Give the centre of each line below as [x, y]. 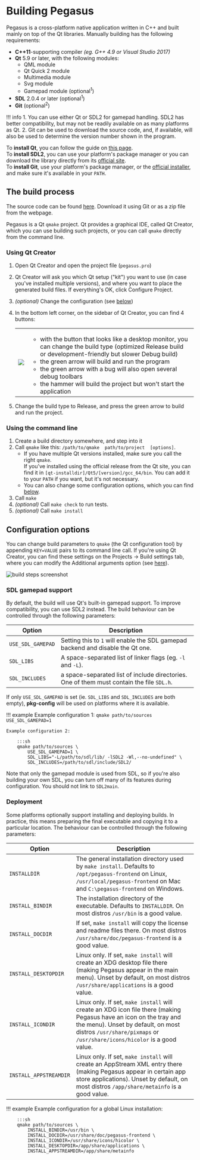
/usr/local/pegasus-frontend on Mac [128, 881]
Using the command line [42, 428]
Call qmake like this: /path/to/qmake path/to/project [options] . [95, 447]
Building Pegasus [50, 11]
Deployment [24, 802]
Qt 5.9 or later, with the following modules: [67, 58]
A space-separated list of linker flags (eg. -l [123, 658]
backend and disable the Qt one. [106, 648]
